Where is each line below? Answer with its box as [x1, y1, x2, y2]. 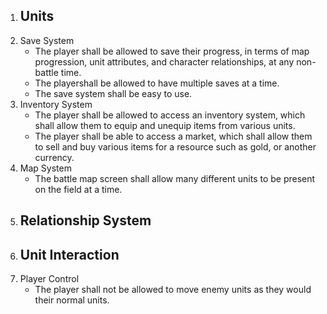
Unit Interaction [19, 246, 120, 263]
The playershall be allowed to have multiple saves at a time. [34, 77, 280, 89]
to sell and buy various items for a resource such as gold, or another [34, 140, 317, 153]
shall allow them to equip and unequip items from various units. [34, 119, 296, 131]
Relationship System [19, 212, 152, 229]
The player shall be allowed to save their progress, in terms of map [34, 45, 310, 57]
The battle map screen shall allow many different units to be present [34, 172, 316, 184]
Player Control [19, 273, 80, 285]
